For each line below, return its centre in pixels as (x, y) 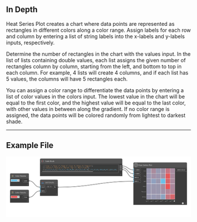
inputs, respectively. (30, 42)
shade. (14, 121)
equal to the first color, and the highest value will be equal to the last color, (96, 103)
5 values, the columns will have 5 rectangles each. (67, 79)
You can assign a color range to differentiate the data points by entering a (95, 90)
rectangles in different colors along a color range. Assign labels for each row (98, 30)
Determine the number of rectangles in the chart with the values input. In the (98, 54)
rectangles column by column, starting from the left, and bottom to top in (94, 66)
